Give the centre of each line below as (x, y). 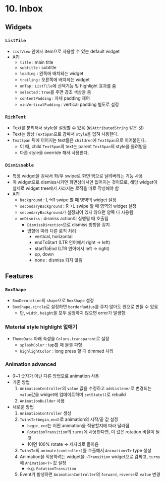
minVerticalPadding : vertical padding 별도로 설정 (69, 104)
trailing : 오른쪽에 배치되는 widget (55, 80)
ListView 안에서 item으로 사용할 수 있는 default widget (66, 51)
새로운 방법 (23, 407)
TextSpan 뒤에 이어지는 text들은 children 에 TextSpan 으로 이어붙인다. (79, 140)
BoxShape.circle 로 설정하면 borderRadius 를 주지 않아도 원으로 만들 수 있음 (85, 307)
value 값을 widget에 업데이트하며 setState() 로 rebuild (73, 394)
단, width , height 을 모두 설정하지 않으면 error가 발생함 (72, 313)
